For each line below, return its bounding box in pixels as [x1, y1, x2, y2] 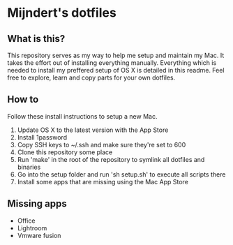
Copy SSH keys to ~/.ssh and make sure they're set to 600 [17, 140, 186, 149]
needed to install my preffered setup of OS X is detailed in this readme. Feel [7, 66, 225, 74]
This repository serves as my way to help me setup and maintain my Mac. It [7, 51, 225, 59]
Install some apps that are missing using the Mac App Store [17, 177, 188, 186]
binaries [17, 163, 41, 171]
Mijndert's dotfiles [7, 5, 116, 21]
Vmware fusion [17, 231, 61, 239]
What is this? [7, 33, 66, 45]
